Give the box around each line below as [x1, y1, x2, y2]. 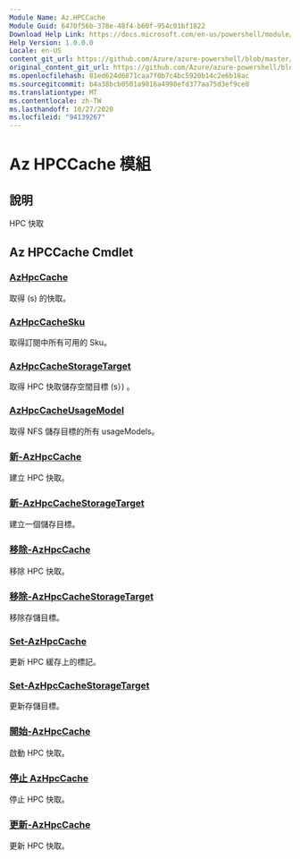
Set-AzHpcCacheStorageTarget [9, 679, 150, 692]
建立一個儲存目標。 [9, 519, 80, 530]
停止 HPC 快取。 [9, 794, 70, 805]
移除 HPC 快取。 [9, 566, 70, 576]
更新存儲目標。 [9, 701, 64, 711]
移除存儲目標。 [9, 612, 64, 623]
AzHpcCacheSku [9, 315, 86, 327]
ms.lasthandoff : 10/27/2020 [9, 105, 114, 114]
